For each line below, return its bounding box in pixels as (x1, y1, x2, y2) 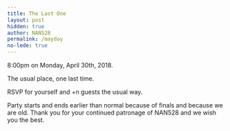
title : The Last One (7, 10, 67, 17)
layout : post (7, 17, 45, 23)
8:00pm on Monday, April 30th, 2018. (7, 61, 113, 69)
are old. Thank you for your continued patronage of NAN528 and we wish (7, 108, 216, 117)
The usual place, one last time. (7, 74, 95, 83)
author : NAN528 (7, 29, 51, 37)
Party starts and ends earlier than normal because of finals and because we (7, 101, 223, 109)
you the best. (7, 116, 45, 124)
